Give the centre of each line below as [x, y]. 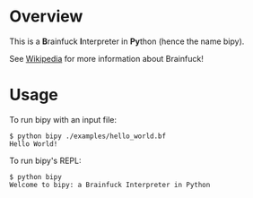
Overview [46, 17]
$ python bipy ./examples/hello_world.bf [88, 136]
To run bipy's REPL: [46, 160]
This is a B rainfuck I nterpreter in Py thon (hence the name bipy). [127, 41]
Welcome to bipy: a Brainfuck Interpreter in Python [110, 185]
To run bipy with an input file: [63, 119]
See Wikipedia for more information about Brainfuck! [106, 58]
